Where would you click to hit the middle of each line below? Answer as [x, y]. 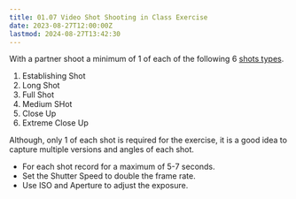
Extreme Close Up [55, 123]
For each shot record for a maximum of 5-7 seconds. [118, 167]
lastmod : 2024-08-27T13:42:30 [65, 34]
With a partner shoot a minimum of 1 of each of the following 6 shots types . [147, 59]
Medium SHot [47, 104]
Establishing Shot [54, 76]
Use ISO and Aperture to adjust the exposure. [105, 186]
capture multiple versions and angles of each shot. [102, 149]
